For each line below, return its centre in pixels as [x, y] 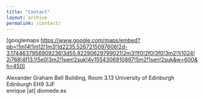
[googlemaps [23, 41]
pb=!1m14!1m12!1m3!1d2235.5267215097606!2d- [67, 47]
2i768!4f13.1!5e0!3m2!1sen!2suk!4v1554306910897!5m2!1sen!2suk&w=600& [102, 60]
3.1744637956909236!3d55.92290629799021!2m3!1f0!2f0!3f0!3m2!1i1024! [101, 53]
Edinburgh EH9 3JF [31, 84]
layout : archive [27, 18]
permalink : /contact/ [34, 23]
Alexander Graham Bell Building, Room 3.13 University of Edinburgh [90, 78]
